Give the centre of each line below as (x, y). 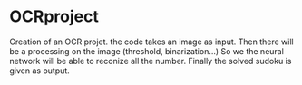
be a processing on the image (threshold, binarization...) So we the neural (146, 51)
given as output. (39, 71)
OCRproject (54, 17)
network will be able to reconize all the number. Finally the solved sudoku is (151, 61)
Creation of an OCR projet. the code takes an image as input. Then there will (151, 42)
